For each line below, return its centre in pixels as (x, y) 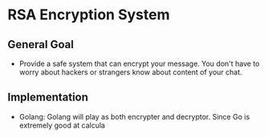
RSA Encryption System (89, 15)
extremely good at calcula (62, 125)
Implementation (48, 97)
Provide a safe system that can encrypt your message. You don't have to (139, 63)
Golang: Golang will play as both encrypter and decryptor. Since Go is (134, 116)
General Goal (41, 45)
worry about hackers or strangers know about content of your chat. (130, 72)
